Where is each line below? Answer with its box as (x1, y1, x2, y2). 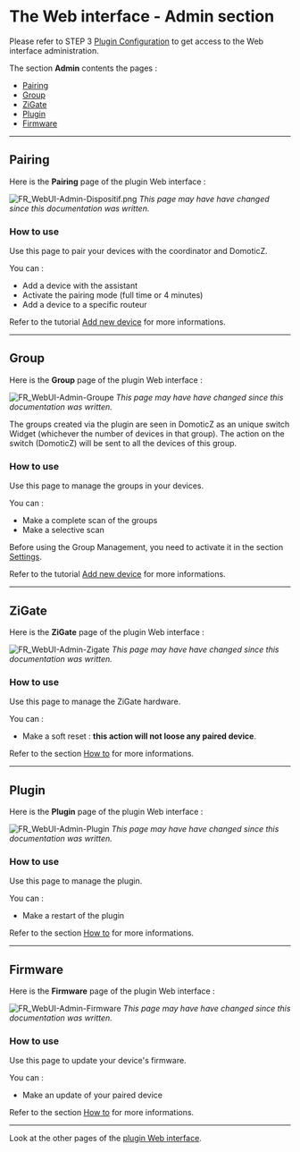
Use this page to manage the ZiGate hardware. (9, 696, 181, 707)
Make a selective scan (21, 525, 104, 536)
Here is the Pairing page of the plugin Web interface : (9, 176, 206, 187)
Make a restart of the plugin (21, 911, 125, 921)
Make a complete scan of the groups (21, 515, 158, 526)
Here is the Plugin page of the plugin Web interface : (9, 807, 204, 817)
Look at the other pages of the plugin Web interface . (9, 1133, 203, 1144)
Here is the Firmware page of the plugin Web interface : (9, 986, 216, 996)
